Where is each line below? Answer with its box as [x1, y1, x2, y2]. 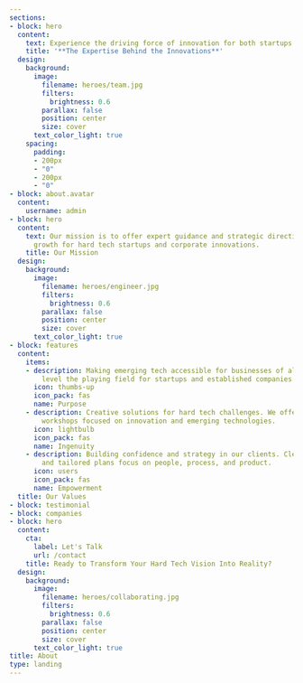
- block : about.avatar [9, 190, 95, 199]
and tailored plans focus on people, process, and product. [41, 458, 272, 468]
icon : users [32, 467, 78, 476]
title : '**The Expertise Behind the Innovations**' [25, 47, 224, 56]
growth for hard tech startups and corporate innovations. [32, 240, 260, 249]
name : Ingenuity [32, 442, 95, 451]
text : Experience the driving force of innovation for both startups [25, 38, 293, 48]
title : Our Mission [25, 248, 99, 257]
